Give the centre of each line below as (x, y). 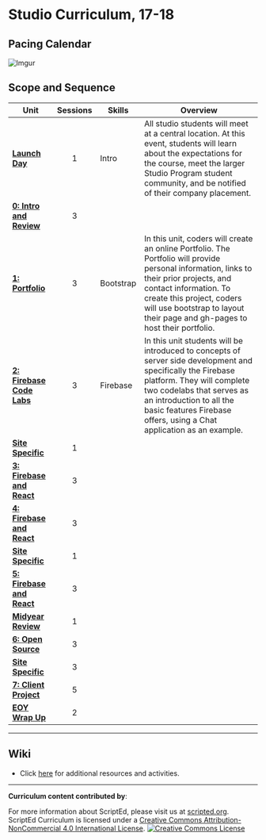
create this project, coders (193, 297)
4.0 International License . (104, 828)
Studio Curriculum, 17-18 (91, 15)
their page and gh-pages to (196, 317)
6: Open (27, 639)
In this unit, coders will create (198, 238)
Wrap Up (29, 717)
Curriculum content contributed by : (68, 796)
